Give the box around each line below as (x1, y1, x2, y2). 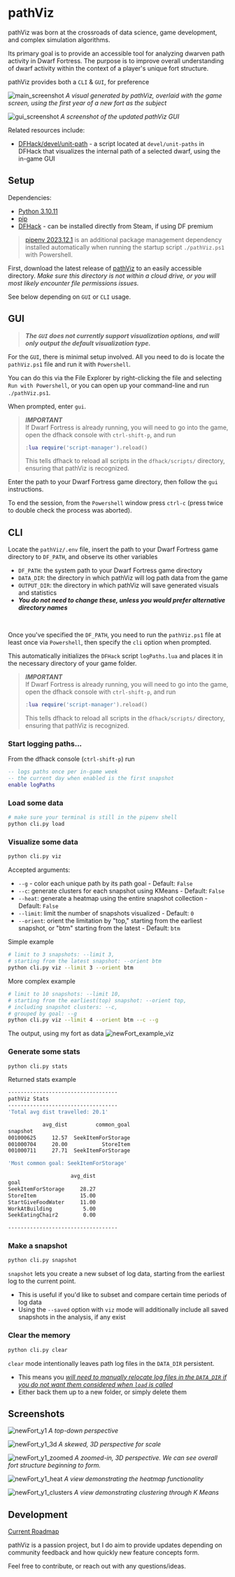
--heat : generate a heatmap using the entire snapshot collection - (17, 894, 208, 903)
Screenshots (8, 1408, 65, 1420)
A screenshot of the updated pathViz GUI (60, 112, 180, 121)
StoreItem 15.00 (8, 1192, 97, 1199)
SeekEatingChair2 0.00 (8, 1212, 97, 1219)
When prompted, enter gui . (8, 402, 87, 410)
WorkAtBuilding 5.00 (8, 1205, 97, 1212)
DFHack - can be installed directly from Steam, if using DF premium (17, 222, 213, 230)
